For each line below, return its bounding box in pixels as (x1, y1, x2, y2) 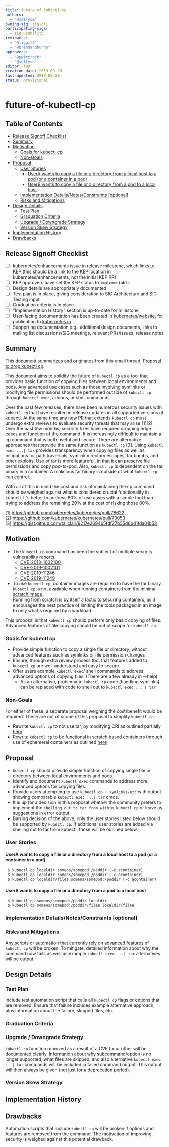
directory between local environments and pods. (12, 773, 114, 779)
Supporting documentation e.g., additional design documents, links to (12, 324, 157, 330)
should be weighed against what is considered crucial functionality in (5, 489, 149, 495)
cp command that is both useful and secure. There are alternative (5, 436, 142, 442)
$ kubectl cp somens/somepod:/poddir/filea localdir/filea (7, 903, 135, 908)
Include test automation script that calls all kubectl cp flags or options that (5, 997, 160, 1003)
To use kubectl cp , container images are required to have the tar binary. (12, 580, 162, 586)
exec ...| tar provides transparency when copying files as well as (5, 447, 145, 453)
